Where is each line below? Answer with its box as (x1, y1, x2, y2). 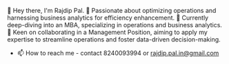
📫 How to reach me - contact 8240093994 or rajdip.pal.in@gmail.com (17, 49, 219, 57)
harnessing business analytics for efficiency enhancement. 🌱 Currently (7, 14, 209, 22)
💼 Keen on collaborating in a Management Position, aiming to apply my (7, 28, 208, 36)
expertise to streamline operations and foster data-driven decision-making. (7, 35, 221, 44)
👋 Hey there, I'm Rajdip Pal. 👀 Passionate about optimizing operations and (7, 7, 217, 14)
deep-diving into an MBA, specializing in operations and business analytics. (7, 21, 223, 29)
